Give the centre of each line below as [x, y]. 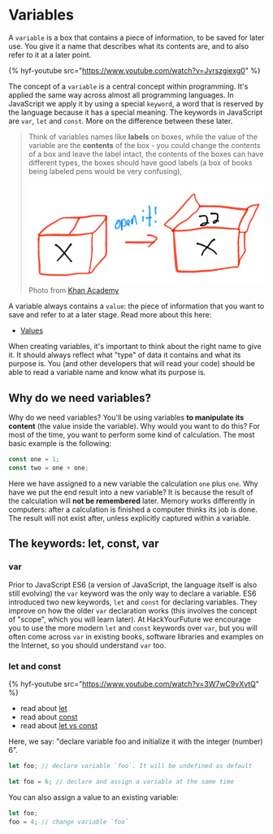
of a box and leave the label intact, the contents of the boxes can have [146, 154]
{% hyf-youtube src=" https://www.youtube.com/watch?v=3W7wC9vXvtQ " [134, 683]
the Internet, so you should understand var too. [87, 645]
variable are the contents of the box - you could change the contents [144, 145]
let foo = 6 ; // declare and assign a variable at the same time [121, 782]
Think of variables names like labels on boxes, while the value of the [143, 137]
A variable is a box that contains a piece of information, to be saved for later [136, 37]
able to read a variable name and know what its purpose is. [107, 373]
